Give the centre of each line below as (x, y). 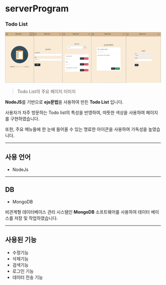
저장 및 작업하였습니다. (36, 218)
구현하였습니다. (25, 118)
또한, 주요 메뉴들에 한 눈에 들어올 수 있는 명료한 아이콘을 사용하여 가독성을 (76, 129)
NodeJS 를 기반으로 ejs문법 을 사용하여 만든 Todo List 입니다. (64, 102)
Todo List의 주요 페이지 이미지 (46, 91)
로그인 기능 (23, 271)
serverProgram (37, 9)
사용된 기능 (21, 240)
